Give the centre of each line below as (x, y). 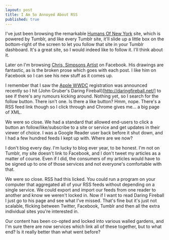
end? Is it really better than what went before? (53, 232)
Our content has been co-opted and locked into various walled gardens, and (84, 221)
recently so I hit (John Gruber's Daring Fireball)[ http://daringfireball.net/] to (83, 91)
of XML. (13, 112)
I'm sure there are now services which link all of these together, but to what (83, 227)
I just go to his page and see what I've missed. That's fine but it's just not (81, 201)
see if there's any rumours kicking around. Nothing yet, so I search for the (82, 96)
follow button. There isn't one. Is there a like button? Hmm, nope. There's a (83, 102)
